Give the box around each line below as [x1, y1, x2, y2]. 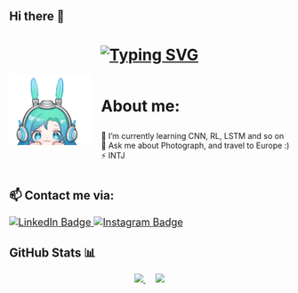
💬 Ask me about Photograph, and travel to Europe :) [101, 140, 290, 151]
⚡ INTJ [101, 150, 126, 160]
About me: [101, 95, 181, 116]
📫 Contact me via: [9, 188, 115, 203]
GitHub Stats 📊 [9, 245, 96, 260]
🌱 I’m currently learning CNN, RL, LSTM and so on [101, 130, 285, 141]
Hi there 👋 [9, 9, 65, 24]
